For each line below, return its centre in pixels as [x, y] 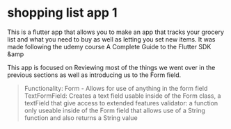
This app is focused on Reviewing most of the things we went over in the [111, 67]
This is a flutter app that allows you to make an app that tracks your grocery [116, 32]
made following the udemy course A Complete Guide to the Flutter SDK [109, 46]
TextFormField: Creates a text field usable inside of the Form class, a [122, 96]
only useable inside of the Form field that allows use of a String [114, 110]
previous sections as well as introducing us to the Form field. [94, 75]
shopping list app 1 [62, 13]
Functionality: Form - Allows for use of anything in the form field [116, 88]
